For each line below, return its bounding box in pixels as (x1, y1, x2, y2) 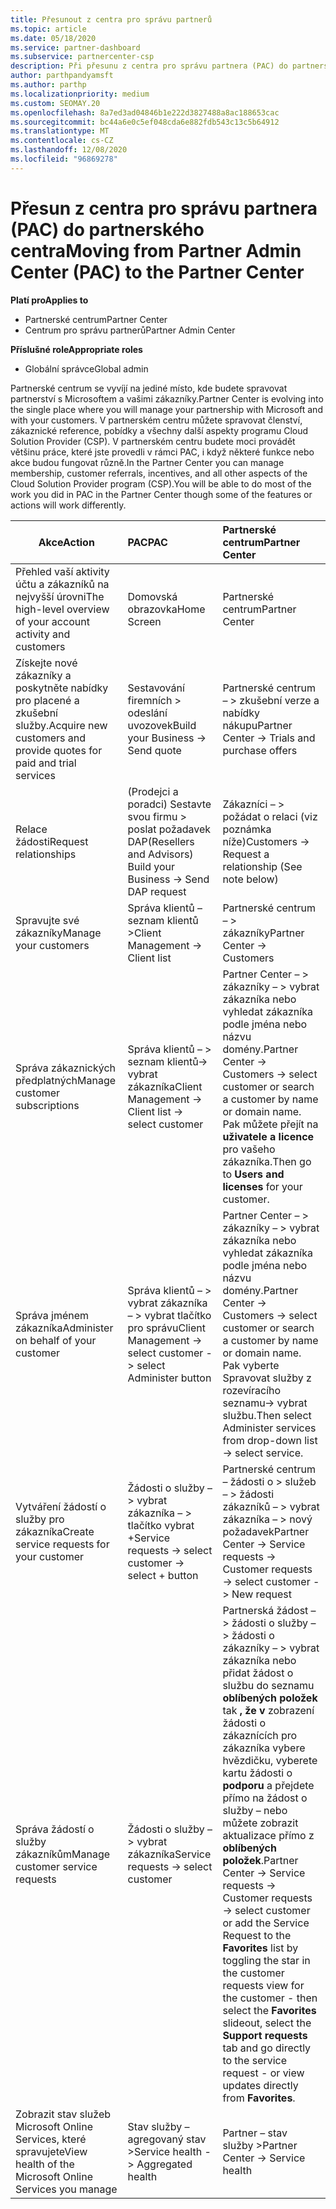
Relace (15, 822, 48, 836)
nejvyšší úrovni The (15, 589, 105, 603)
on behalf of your (15, 1333, 97, 1347)
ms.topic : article (10, 24, 87, 34)
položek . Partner (222, 1853, 299, 1867)
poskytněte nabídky (15, 681, 109, 695)
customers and (15, 731, 87, 745)
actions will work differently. (10, 499, 127, 511)
